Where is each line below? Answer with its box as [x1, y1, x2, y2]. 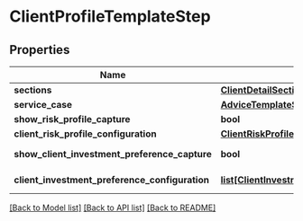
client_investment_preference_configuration [14, 173, 210, 186]
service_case [14, 99, 73, 110]
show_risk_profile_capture [14, 113, 131, 125]
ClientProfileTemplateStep [9, 6, 211, 27]
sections [14, 84, 52, 96]
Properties [9, 42, 70, 57]
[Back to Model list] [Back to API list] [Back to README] [9, 202, 216, 213]
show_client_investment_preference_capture [14, 148, 212, 160]
